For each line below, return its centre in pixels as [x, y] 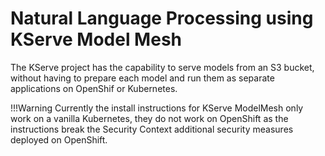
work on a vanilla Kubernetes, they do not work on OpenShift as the [149, 118]
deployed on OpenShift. [59, 139]
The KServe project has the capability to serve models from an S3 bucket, [162, 67]
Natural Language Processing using [162, 18]
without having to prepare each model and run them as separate [142, 78]
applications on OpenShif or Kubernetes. [94, 88]
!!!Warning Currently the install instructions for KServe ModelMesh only [157, 108]
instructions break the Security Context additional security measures [152, 129]
